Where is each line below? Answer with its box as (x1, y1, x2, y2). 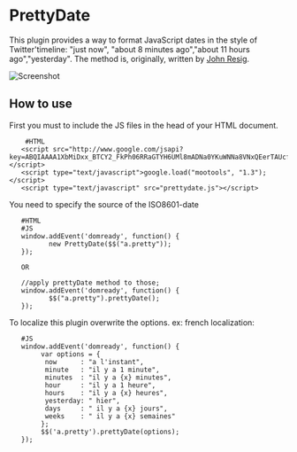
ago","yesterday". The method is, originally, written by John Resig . (9, 53, 250, 64)
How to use (9, 97, 72, 112)
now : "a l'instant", (44, 357, 144, 366)
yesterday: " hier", (44, 396, 121, 405)
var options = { (41, 349, 101, 359)
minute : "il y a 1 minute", (44, 365, 161, 374)
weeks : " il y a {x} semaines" (44, 411, 176, 421)
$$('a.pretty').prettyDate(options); (41, 427, 179, 436)
